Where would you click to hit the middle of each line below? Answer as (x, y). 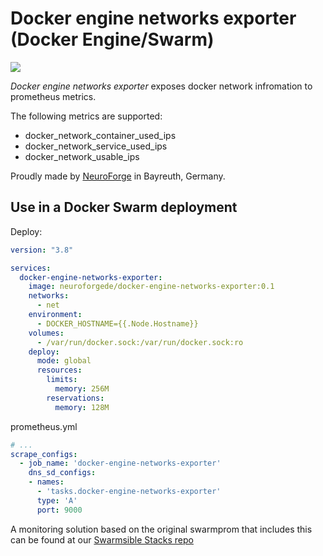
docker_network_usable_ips (82, 156)
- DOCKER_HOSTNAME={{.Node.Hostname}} (117, 323)
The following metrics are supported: (86, 116)
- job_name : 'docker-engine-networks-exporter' (120, 463)
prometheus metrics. (53, 96)
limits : (62, 380)
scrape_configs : (44, 454)
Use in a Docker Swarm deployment (124, 207)
